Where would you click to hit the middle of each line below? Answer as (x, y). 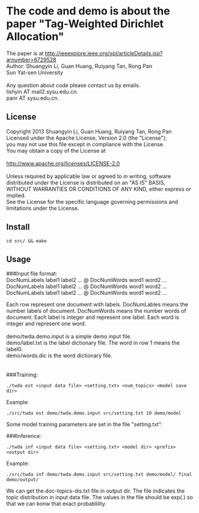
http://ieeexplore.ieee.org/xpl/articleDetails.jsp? (104, 53)
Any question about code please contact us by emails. (73, 85)
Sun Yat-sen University (35, 72)
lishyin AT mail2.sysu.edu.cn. (42, 91)
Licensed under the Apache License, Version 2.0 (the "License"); (87, 138)
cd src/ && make (26, 241)
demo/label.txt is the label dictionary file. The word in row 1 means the (93, 343)
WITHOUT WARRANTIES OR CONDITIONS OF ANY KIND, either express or (99, 189)
